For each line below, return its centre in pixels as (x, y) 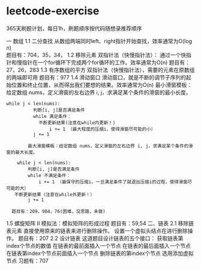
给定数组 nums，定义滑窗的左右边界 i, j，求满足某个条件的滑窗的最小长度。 (99, 92)
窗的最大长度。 (22, 152)
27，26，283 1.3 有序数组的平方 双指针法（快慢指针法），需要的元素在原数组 (100, 69)
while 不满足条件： (49, 175)
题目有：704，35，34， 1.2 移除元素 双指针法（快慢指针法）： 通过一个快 (96, 54)
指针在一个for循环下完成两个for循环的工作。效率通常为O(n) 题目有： (106, 62)
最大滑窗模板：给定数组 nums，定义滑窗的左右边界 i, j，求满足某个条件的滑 (110, 146)
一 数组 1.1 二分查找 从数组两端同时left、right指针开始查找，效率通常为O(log (99, 41)
